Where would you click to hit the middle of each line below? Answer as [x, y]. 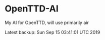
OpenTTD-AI [32, 9]
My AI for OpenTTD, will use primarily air [47, 22]
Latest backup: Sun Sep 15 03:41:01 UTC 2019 [52, 32]
